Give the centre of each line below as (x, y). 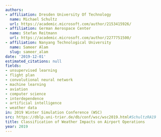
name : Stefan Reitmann (33, 33)
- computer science (26, 94)
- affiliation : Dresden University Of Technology (58, 15)
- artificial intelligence (33, 103)
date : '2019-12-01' (26, 56)
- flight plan (20, 75)
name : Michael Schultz (33, 19)
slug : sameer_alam (29, 52)
